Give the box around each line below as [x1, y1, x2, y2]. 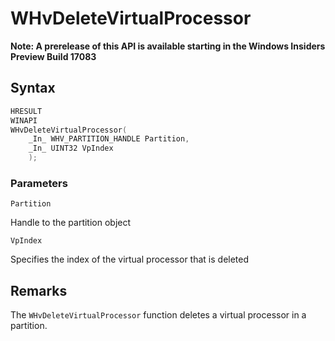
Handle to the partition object [10, 217, 132, 229]
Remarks [10, 282, 68, 299]
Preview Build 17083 [10, 50, 97, 62]
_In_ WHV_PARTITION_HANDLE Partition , [28, 134, 190, 144]
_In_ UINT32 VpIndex [28, 143, 114, 154]
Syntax [10, 80, 56, 97]
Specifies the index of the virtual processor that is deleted [10, 253, 250, 266]
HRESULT [10, 106, 43, 116]
